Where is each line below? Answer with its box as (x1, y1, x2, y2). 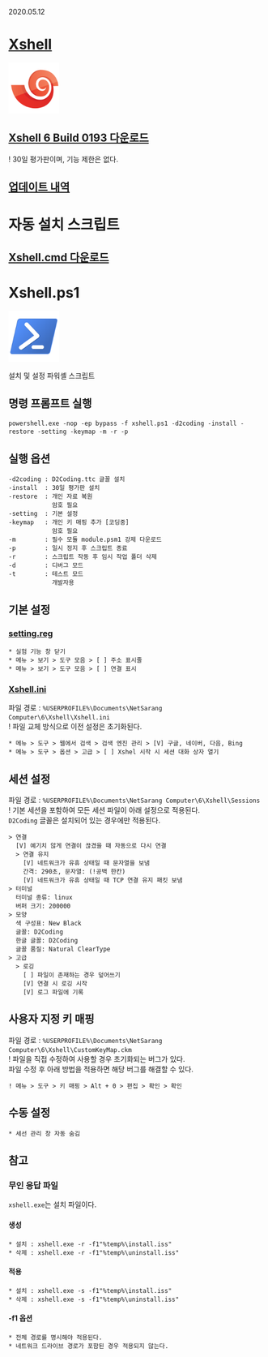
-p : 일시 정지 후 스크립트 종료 (8, 544, 128, 552)
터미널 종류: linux (15, 894, 73, 902)
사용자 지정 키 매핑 (8, 1012, 95, 1026)
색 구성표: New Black (15, 920, 82, 928)
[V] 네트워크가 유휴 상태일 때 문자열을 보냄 (23, 859, 151, 867)
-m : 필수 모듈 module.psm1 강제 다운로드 (8, 535, 162, 544)
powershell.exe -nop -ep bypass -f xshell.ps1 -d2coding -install (8, 419, 237, 428)
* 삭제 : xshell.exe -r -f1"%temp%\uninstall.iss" (8, 1248, 180, 1256)
